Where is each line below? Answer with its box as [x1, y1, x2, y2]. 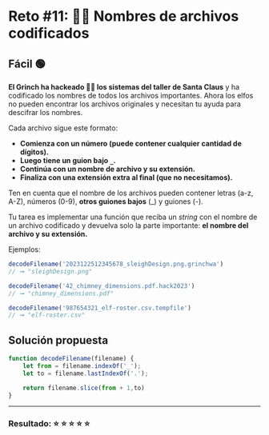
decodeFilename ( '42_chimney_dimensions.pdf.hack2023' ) [8, 281, 195, 290]
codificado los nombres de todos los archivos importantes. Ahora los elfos [8, 91, 254, 100]
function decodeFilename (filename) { [8, 355, 134, 363]
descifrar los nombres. [8, 108, 83, 117]
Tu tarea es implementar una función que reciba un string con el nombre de [8, 212, 258, 221]
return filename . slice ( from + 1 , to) [22, 384, 146, 392]
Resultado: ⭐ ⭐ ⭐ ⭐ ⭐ [8, 418, 90, 429]
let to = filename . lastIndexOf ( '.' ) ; [22, 369, 149, 377]
